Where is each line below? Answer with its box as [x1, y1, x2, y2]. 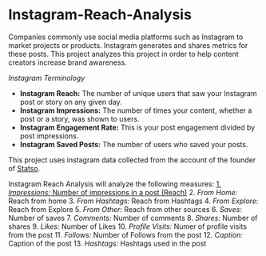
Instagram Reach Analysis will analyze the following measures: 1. [8, 178, 221, 189]
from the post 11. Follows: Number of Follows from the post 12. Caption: [8, 230, 244, 239]
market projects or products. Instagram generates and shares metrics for [8, 40, 248, 50]
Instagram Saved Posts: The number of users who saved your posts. [19, 139, 248, 149]
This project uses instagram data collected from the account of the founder [8, 154, 256, 165]
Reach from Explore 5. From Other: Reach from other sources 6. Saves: [8, 204, 242, 214]
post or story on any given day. [19, 97, 122, 106]
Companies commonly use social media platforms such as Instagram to [8, 32, 244, 42]
